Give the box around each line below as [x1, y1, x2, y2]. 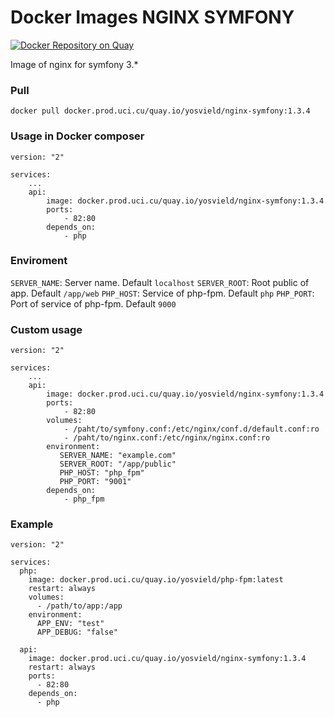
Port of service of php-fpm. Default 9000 [10, 297, 177, 310]
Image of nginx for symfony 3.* [10, 58, 139, 70]
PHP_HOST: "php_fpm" [59, 468, 145, 478]
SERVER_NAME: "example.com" [59, 451, 177, 461]
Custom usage [10, 322, 83, 336]
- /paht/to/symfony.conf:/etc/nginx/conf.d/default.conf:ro [63, 424, 320, 435]
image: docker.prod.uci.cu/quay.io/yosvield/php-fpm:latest [28, 575, 284, 585]
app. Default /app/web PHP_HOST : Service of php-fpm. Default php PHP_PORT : [10, 287, 315, 299]
